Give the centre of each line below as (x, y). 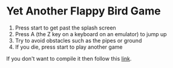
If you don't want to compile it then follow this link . (69, 58)
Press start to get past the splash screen (65, 28)
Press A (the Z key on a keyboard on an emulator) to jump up (91, 34)
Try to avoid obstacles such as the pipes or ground (78, 40)
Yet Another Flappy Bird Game (84, 11)
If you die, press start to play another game (69, 47)
